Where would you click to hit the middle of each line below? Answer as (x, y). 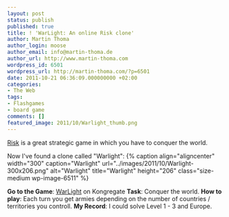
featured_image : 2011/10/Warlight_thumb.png (72, 123)
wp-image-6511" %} (60, 178)
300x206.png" (28, 171)
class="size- (196, 171)
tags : (15, 97)
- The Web (21, 91)
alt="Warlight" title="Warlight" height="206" (113, 171)
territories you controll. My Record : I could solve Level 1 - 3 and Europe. (110, 206)
